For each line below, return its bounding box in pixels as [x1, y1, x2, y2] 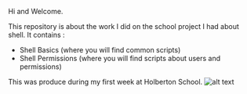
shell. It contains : [8, 31, 65, 39]
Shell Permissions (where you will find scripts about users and [19, 54, 221, 63]
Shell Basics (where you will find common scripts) [19, 45, 181, 54]
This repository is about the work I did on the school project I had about [8, 22, 239, 31]
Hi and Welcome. [8, 7, 64, 16]
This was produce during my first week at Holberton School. [8, 78, 203, 86]
